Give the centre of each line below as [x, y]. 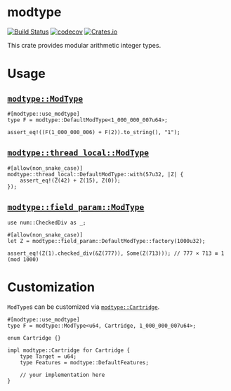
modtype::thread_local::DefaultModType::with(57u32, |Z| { [95, 174]
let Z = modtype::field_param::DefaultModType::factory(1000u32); [106, 241]
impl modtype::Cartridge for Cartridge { [69, 350]
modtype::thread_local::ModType [78, 153]
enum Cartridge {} [34, 338]
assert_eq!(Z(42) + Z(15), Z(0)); [70, 180]
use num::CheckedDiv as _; [47, 223]
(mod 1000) [23, 259]
